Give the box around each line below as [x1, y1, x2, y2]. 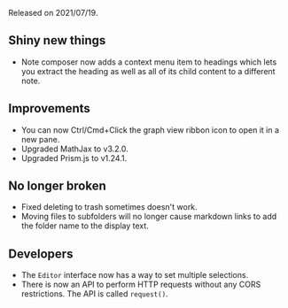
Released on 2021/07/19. [8, 8, 98, 18]
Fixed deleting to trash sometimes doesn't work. [20, 202, 198, 212]
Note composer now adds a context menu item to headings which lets [20, 57, 277, 67]
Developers [8, 246, 74, 261]
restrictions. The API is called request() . [20, 289, 169, 299]
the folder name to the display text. [20, 220, 150, 231]
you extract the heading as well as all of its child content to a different [20, 65, 276, 76]
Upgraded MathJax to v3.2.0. [20, 143, 129, 154]
